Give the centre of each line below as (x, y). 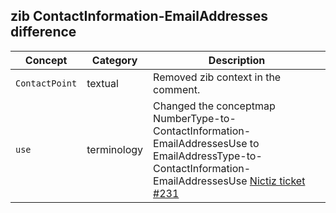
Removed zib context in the (217, 77)
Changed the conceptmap (214, 106)
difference (43, 32)
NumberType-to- (195, 118)
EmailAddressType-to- (208, 156)
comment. (177, 89)
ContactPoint (46, 83)
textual (102, 83)
